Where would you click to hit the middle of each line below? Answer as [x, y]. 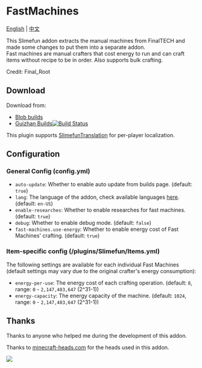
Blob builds [29, 117]
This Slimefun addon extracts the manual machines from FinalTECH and [96, 40]
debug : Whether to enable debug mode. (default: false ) [83, 223]
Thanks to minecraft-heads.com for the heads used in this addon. [88, 347]
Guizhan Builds [34, 123]
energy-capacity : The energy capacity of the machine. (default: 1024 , [101, 295]
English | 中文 [23, 28]
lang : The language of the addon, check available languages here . [97, 197]
